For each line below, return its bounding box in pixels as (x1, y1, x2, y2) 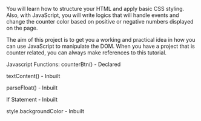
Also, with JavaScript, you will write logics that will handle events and (6, 11, 179, 19)
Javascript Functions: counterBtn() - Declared (6, 60, 121, 68)
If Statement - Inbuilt (6, 96, 58, 103)
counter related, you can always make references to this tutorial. (6, 49, 167, 56)
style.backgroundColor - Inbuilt (6, 108, 85, 114)
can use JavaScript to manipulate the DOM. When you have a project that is (6, 42, 195, 50)
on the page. (6, 24, 38, 31)
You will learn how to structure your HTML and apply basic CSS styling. (6, 5, 185, 12)
